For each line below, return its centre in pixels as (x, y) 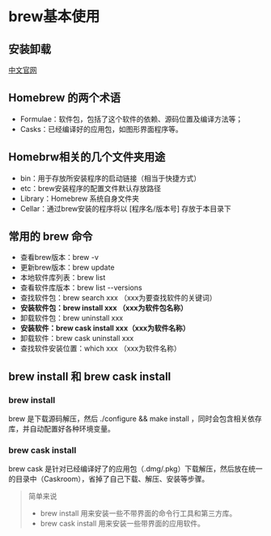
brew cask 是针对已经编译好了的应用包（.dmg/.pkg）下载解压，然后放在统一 (135, 469)
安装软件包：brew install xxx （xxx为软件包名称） (104, 308)
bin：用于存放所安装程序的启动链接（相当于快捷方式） (110, 178)
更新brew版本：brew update (67, 267)
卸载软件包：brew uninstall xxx (72, 318)
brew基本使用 (54, 17)
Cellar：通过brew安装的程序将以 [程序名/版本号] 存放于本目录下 (126, 208)
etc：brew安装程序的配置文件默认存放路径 (91, 188)
